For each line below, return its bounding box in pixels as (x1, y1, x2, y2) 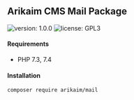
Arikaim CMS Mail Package (7, 6, 128, 17)
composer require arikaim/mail (7, 87, 98, 94)
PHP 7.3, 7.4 (17, 56, 52, 64)
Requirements (7, 40, 50, 48)
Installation (7, 71, 40, 79)
